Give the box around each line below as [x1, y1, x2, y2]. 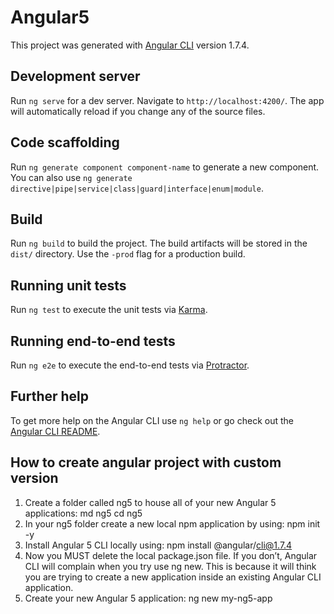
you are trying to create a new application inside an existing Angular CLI [24, 571, 322, 583]
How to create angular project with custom [10, 454, 282, 471]
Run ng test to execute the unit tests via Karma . [10, 304, 208, 316]
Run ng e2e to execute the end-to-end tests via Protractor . [10, 359, 250, 371]
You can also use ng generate [10, 171, 133, 183]
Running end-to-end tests [10, 332, 176, 350]
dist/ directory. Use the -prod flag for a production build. [10, 248, 246, 260]
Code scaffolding [10, 134, 120, 151]
